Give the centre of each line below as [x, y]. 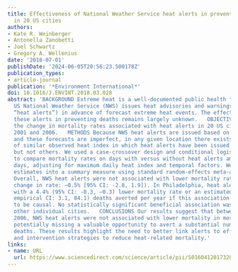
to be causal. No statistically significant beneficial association [117, 205]
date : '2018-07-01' [36, 60]
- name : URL [25, 251]
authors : [20, 27]
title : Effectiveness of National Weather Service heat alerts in [107, 14]
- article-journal [34, 80]
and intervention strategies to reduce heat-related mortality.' [112, 238]
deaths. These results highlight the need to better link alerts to [117, 231]
